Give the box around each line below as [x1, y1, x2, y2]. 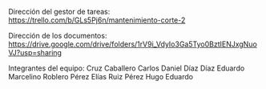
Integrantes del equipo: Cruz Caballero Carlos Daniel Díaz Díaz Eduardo [8, 63, 245, 73]
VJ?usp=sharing [8, 48, 62, 57]
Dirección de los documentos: [8, 31, 107, 40]
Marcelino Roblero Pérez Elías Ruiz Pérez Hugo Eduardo [8, 72, 194, 81]
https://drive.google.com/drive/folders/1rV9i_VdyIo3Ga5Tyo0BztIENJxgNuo [8, 39, 258, 49]
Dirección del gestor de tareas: [8, 7, 111, 16]
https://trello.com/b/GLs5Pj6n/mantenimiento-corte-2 [8, 15, 186, 25]
